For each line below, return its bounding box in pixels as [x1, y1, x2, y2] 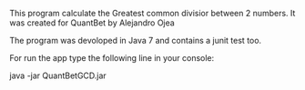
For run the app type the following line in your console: [9, 53, 215, 63]
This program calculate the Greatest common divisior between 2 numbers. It [9, 8, 296, 18]
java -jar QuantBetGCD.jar [9, 70, 107, 81]
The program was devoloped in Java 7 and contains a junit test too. [9, 35, 262, 45]
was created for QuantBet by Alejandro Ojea [9, 17, 175, 28]
